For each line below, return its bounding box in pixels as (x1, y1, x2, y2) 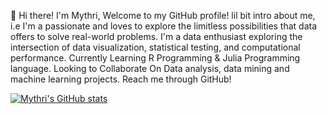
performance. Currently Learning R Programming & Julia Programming (10, 52, 301, 64)
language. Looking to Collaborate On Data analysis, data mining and (10, 63, 290, 74)
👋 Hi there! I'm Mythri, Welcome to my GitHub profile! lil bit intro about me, (10, 10, 316, 21)
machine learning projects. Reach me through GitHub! (10, 73, 232, 85)
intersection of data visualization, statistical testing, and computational (10, 41, 301, 53)
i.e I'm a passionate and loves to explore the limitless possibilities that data (10, 20, 318, 32)
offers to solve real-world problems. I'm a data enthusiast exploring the (10, 31, 303, 42)
